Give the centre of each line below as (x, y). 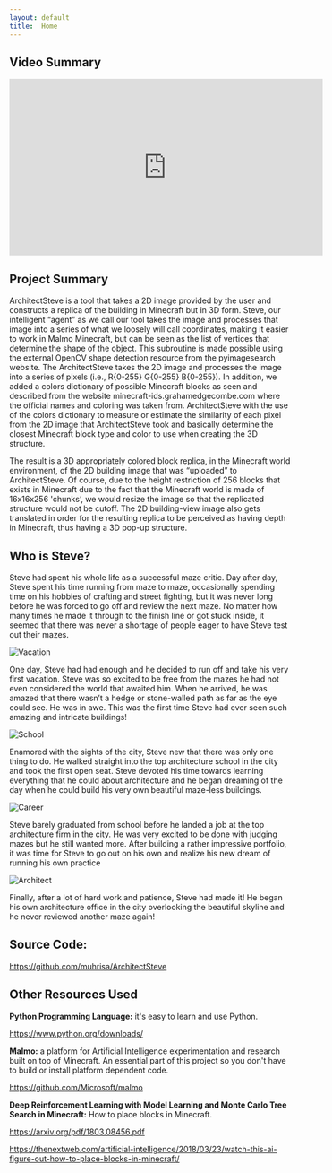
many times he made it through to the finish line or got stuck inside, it (136, 615)
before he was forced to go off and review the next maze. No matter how (144, 605)
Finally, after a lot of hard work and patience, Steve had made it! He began (146, 897)
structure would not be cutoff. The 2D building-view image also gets (135, 508)
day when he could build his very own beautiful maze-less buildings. (136, 789)
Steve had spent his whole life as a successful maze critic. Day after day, (144, 577)
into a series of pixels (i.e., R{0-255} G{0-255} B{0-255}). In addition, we (143, 377)
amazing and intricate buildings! (68, 717)
